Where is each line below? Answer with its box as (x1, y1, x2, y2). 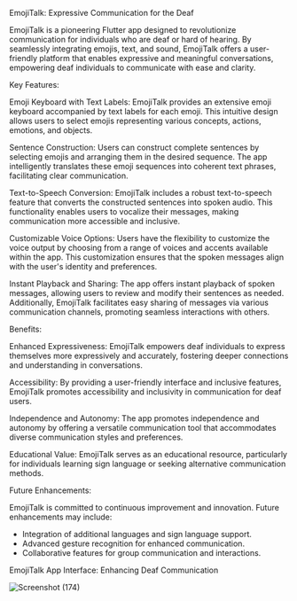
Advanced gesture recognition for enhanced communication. (21, 538, 246, 549)
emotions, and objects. (9, 125, 93, 136)
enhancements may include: (9, 511, 113, 522)
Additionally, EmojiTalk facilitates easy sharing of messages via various (9, 297, 269, 308)
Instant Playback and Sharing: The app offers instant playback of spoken (9, 278, 275, 289)
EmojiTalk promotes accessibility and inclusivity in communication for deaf (9, 386, 282, 397)
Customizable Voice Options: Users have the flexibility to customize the (9, 233, 270, 243)
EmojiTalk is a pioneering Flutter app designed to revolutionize (9, 25, 237, 35)
